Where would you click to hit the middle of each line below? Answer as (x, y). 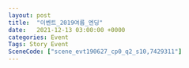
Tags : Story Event (38, 45)
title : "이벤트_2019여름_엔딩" (56, 23)
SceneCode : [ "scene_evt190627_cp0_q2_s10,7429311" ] (95, 52)
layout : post (30, 15)
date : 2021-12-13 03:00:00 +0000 (67, 30)
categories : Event (38, 37)
